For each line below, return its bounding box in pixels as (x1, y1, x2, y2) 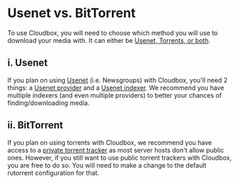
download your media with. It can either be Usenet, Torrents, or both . (7, 36, 210, 44)
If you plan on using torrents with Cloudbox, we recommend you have (7, 138, 213, 147)
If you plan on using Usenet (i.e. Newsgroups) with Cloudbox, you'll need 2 (7, 76, 228, 84)
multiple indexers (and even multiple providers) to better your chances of (7, 91, 223, 99)
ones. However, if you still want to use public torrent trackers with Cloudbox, (7, 153, 232, 162)
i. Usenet (7, 57, 48, 69)
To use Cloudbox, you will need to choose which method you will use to (7, 29, 218, 37)
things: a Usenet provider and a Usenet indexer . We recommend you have (7, 83, 225, 92)
